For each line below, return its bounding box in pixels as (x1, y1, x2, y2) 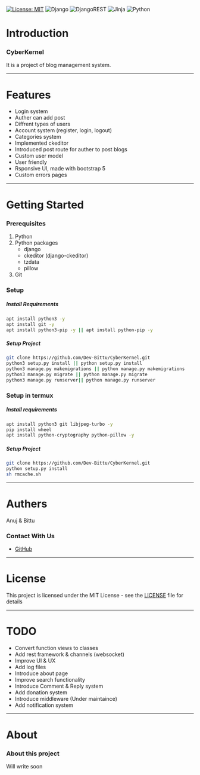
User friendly (14, 158, 48, 166)
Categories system (14, 133, 61, 141)
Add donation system (14, 688, 67, 696)
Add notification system (14, 701, 73, 709)
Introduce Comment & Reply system (14, 682, 104, 689)
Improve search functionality (14, 676, 85, 683)
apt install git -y (6, 321, 55, 327)
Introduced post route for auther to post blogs (14, 146, 128, 153)
